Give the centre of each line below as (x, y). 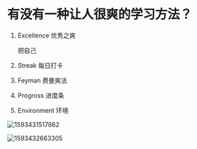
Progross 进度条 (41, 95)
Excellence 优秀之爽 (46, 35)
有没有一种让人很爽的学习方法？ (100, 14)
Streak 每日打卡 (40, 65)
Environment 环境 (43, 110)
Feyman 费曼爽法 (42, 80)
